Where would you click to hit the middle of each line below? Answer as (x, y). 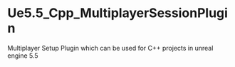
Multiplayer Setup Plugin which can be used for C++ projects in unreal (110, 48)
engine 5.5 (23, 56)
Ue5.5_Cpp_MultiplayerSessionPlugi (117, 13)
